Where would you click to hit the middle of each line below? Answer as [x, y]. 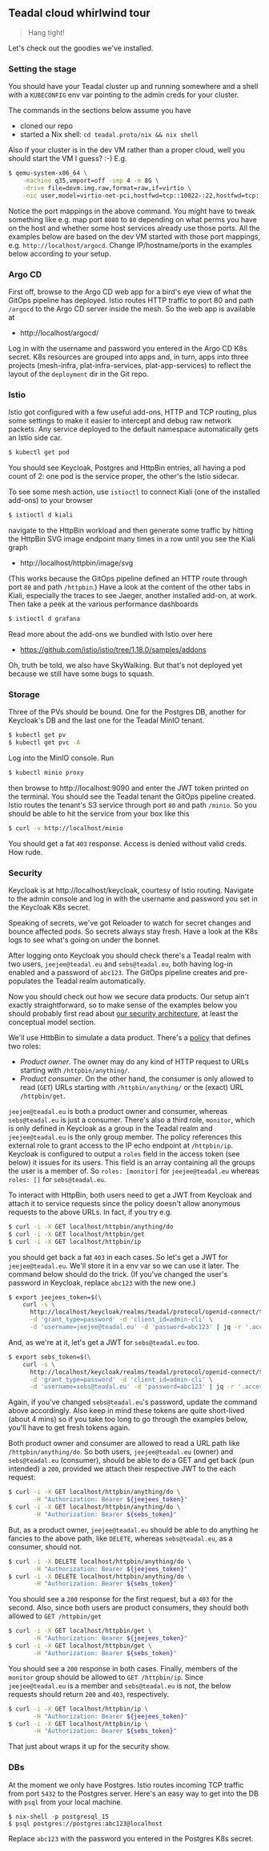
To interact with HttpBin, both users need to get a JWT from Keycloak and [130, 1195]
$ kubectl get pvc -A [44, 743]
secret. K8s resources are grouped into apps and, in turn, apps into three [128, 357]
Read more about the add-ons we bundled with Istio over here [111, 634]
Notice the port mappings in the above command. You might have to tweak [132, 211]
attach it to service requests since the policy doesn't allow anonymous [124, 1203]
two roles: [25, 1046]
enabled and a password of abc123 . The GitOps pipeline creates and [120, 972]
